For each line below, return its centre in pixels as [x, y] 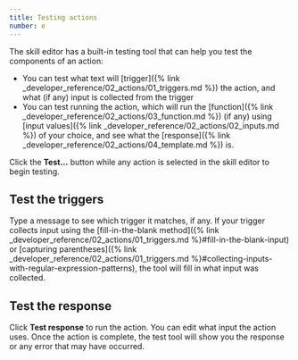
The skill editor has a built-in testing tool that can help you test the [131, 51]
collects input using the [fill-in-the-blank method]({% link [114, 230]
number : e [28, 26]
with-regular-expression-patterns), [74, 268]
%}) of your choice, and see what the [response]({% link [126, 135]
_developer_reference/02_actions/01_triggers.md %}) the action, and [149, 88]
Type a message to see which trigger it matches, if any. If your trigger [137, 221]
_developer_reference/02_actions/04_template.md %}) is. [128, 145]
